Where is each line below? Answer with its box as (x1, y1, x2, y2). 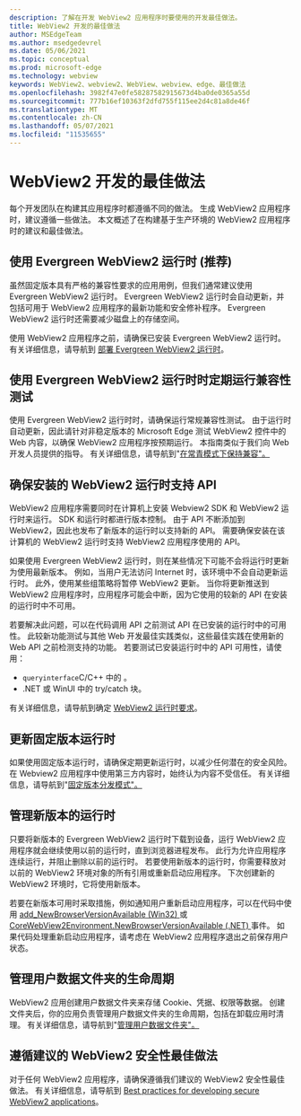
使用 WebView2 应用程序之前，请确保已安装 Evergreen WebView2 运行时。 (9, 332, 287, 343)
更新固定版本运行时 (9, 731, 116, 746)
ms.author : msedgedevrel (9, 38, 102, 48)
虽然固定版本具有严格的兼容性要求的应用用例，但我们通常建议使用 (9, 279, 253, 290)
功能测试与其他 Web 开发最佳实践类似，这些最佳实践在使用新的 (50, 630, 284, 642)
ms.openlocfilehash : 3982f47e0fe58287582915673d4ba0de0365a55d (9, 88, 251, 97)
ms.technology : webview (9, 72, 99, 81)
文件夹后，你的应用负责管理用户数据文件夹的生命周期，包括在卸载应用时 (9, 1007, 276, 1019)
